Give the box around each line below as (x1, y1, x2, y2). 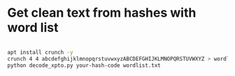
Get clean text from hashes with (7, 5, 197, 21)
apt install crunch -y (7, 49, 73, 56)
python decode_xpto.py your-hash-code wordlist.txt (7, 61, 161, 69)
